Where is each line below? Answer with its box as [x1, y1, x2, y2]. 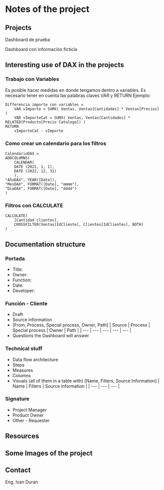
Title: [12, 266, 23, 272]
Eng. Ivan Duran [5, 479, 38, 485]
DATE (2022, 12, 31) [14, 168, 57, 173]
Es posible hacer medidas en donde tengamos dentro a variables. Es [5, 87, 146, 93]
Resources [5, 432, 39, 441]
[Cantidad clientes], [14, 218, 59, 223]
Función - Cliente [5, 300, 48, 307]
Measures [12, 367, 33, 373]
